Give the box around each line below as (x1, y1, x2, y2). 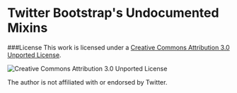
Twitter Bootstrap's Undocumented (7, 5, 219, 21)
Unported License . (7, 51, 62, 59)
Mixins (7, 20, 48, 36)
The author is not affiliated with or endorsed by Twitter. (7, 77, 168, 86)
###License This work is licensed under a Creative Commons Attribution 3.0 (7, 43, 230, 51)
